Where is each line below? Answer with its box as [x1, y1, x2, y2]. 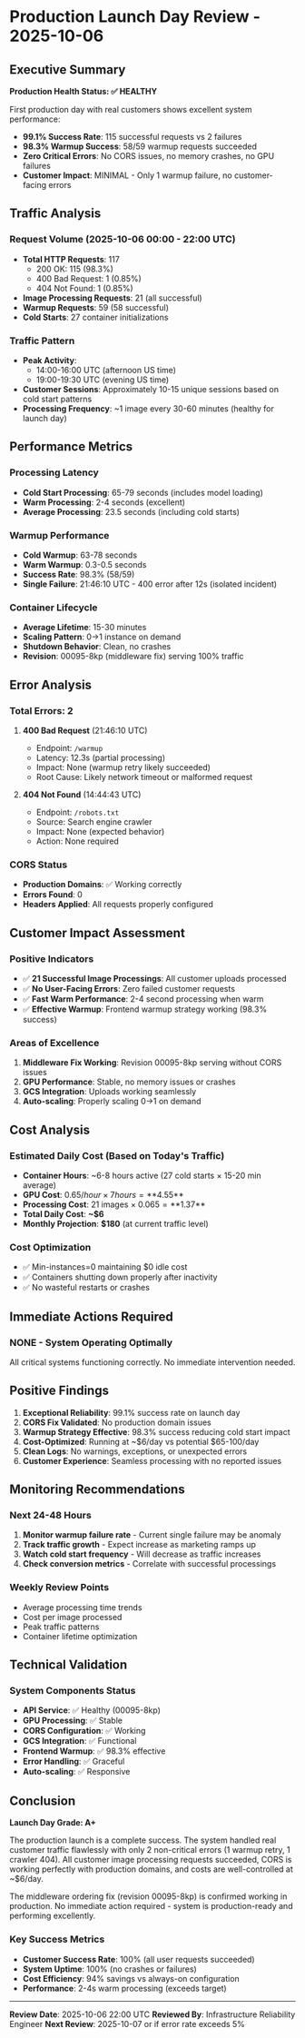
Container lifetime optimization [22, 1630, 138, 1641]
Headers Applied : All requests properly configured [22, 899, 213, 910]
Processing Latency [9, 466, 100, 479]
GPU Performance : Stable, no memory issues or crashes [22, 1076, 236, 1087]
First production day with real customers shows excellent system [9, 104, 252, 114]
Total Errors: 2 [9, 704, 74, 717]
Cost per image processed [22, 1611, 123, 1622]
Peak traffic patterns [22, 1621, 100, 1632]
